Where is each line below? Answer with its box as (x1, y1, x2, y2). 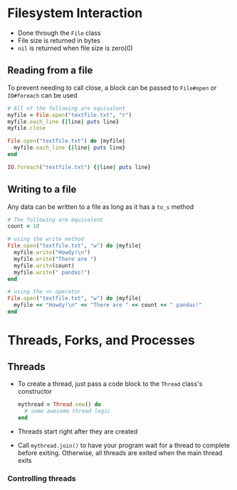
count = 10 (7, 223, 40, 230)
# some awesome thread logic (24, 407, 111, 414)
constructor (17, 387, 53, 395)
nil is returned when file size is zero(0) (17, 44, 133, 52)
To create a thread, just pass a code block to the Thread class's (17, 379, 203, 388)
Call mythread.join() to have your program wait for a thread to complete (17, 441, 230, 449)
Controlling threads (7, 474, 76, 484)
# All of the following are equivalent (7, 105, 126, 112)
